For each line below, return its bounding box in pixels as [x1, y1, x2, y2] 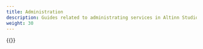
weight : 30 [6, 20, 34, 26]
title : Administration [6, 8, 63, 15]
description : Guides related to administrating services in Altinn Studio [6, 15, 199, 21]
